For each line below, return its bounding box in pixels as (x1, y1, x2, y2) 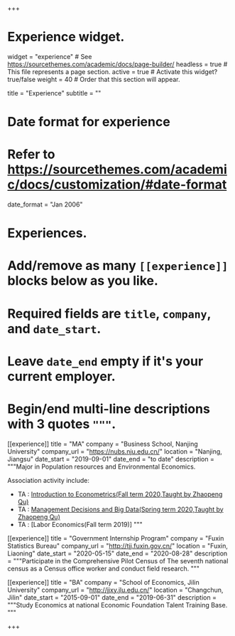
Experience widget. (7, 29, 125, 45)
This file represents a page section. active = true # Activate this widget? (7, 67, 218, 75)
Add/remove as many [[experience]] (7, 258, 229, 274)
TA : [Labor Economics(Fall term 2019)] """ (17, 520, 143, 528)
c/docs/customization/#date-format (7, 177, 227, 193)
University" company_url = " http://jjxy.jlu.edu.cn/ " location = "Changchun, (7, 585, 224, 594)
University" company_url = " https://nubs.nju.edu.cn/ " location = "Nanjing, (7, 447, 222, 456)
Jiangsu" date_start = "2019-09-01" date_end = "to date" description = (7, 454, 214, 463)
